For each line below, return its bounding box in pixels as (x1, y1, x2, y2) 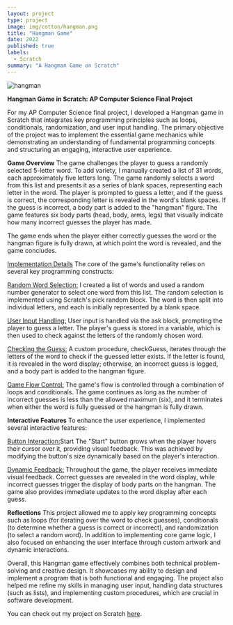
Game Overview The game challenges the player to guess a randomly (7, 158, 209, 167)
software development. (7, 596, 74, 604)
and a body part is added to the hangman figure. (7, 366, 146, 375)
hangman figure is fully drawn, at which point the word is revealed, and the (7, 238, 222, 247)
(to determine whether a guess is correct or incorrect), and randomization (7, 523, 219, 532)
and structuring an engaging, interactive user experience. (7, 145, 172, 153)
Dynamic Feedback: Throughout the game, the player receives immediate (7, 465, 218, 474)
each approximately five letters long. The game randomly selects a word (7, 173, 214, 182)
